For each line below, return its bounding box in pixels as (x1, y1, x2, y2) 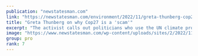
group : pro (6, 36, 33, 41)
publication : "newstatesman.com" (6, 8, 88, 15)
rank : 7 (6, 41, 25, 47)
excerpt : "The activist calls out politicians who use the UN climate (6, 24, 183, 31)
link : (6, 14, 19, 20)
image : (6, 30, 22, 36)
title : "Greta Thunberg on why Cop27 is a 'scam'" (6, 19, 133, 25)
